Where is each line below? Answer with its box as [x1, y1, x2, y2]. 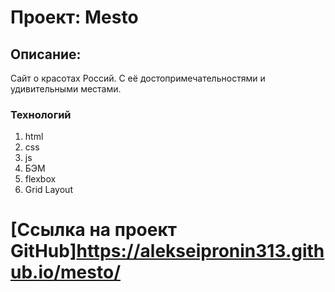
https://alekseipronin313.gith [76, 240, 325, 263]
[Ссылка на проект [10, 219, 178, 241]
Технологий [10, 107, 72, 121]
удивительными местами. [10, 83, 122, 95]
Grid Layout [24, 184, 73, 196]
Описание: [10, 46, 82, 63]
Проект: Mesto [10, 6, 139, 29]
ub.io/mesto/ [10, 261, 121, 284]
